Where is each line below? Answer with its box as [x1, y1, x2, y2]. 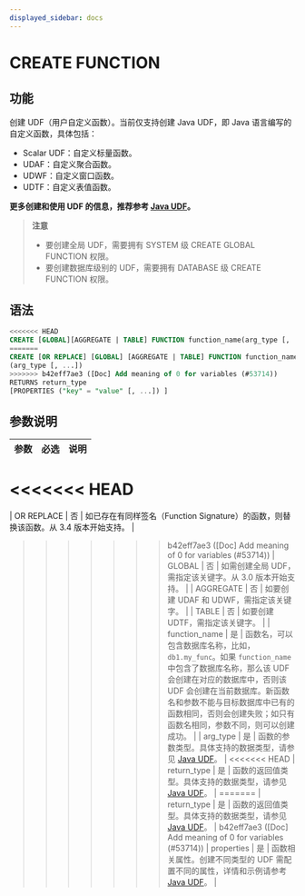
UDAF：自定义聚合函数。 [22, 158, 116, 169]
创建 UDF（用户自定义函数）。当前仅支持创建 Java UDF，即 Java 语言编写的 [9, 116, 292, 127]
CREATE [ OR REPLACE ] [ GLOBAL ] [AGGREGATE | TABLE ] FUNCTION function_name [9, 353, 299, 362]
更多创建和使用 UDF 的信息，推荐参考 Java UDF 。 [9, 201, 195, 212]
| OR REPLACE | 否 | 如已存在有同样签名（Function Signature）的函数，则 [9, 511, 283, 522]
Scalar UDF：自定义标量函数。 [22, 147, 138, 158]
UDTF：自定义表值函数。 [22, 181, 116, 192]
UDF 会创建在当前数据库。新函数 [167, 685, 290, 696]
